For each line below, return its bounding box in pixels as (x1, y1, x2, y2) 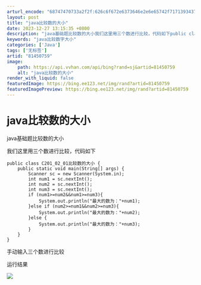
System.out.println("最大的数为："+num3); (38, 221, 141, 227)
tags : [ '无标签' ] (7, 48, 47, 54)
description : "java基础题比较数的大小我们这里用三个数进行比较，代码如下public (7, 31, 187, 37)
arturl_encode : (7, 8, 45, 15)
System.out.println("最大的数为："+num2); (38, 209, 141, 215)
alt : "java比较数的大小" (17, 70, 74, 76)
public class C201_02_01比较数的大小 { (7, 160, 101, 166)
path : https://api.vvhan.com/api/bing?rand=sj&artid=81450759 (17, 64, 175, 70)
